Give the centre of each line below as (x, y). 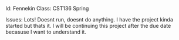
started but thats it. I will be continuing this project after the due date (88, 26)
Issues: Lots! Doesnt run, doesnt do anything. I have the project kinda (89, 19)
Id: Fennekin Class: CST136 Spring (47, 8)
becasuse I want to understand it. (46, 32)
